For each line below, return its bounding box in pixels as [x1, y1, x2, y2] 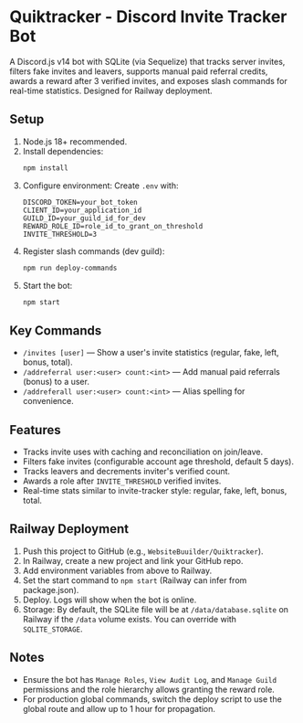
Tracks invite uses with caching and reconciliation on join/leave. [22, 446, 264, 457]
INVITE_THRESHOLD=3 [22, 229, 98, 239]
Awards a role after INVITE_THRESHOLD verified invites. [22, 475, 222, 486]
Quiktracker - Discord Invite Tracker [9, 6, 287, 27]
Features [9, 422, 61, 438]
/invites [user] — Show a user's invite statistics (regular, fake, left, [22, 347, 280, 358]
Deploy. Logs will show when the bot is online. [22, 594, 197, 605]
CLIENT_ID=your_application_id [22, 206, 142, 215]
